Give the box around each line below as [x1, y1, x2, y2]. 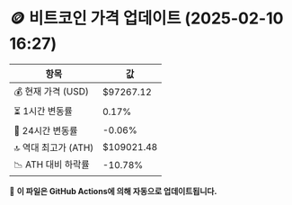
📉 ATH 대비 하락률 [13, 158, 90, 171]
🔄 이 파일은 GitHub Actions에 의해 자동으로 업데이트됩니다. [9, 185, 217, 196]
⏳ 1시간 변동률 [13, 104, 74, 117]
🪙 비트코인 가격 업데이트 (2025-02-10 [9, 8, 284, 29]
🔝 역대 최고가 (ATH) [13, 141, 94, 154]
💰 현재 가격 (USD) [13, 85, 90, 97]
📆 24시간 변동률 [13, 124, 78, 137]
